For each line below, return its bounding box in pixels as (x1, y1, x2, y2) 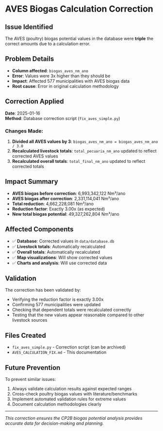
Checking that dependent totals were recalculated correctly (12, 307, 131, 313)
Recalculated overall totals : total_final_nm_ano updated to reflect (12, 158, 146, 164)
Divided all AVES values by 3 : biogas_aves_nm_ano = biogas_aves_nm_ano (12, 138, 158, 144)
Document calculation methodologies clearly (12, 401, 102, 407)
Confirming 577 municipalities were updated (12, 302, 101, 308)
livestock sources (12, 317, 48, 323)
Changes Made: (5, 127, 44, 134)
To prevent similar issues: (5, 376, 56, 382)
